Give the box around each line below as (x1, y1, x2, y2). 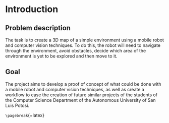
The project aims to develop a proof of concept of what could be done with (5, 81, 161, 87)
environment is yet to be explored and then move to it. (5, 53, 118, 59)
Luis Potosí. (5, 102, 29, 108)
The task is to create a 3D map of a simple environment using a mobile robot (5, 37, 164, 43)
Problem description (5, 24, 71, 32)
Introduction (5, 4, 59, 15)
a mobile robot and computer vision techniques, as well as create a (5, 86, 145, 92)
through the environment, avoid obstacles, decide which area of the (5, 48, 146, 53)
